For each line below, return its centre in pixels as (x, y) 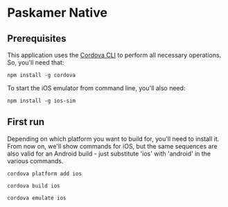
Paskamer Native (57, 13)
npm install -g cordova (42, 75)
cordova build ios (34, 185)
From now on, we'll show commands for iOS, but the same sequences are (112, 146)
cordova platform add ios (44, 174)
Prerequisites (37, 39)
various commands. (35, 160)
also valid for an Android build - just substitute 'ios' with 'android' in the (109, 154)
